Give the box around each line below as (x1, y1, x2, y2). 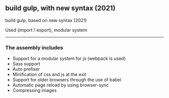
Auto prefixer (12, 66, 40, 72)
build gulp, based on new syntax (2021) (5, 17, 87, 23)
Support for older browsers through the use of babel (12, 77, 122, 83)
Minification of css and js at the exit (12, 71, 87, 77)
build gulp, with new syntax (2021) (5, 4, 116, 12)
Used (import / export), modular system (5, 27, 88, 33)
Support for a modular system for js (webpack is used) (12, 55, 126, 61)
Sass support (12, 61, 40, 67)
